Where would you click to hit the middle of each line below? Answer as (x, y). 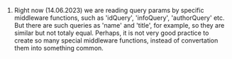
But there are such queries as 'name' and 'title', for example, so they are (119, 25)
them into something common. (59, 48)
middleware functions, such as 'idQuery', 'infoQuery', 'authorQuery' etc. (119, 18)
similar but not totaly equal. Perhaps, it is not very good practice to (111, 33)
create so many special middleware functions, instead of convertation (116, 41)
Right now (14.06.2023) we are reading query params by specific (109, 10)
